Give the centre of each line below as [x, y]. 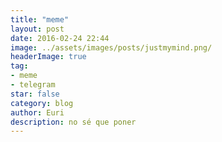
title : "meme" [40, 19]
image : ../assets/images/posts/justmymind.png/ [111, 47]
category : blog [42, 103]
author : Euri [37, 112]
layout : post [37, 29]
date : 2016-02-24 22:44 [60, 38]
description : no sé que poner [73, 122]
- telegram [33, 85]
